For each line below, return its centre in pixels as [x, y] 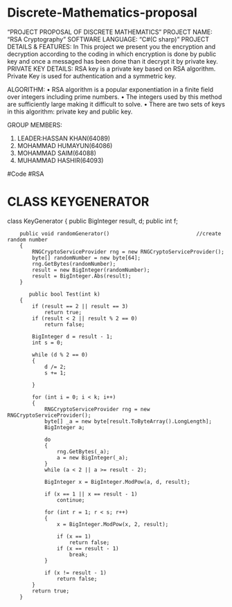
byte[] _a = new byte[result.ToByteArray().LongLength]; [128, 421]
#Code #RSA [26, 174]
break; [79, 554]
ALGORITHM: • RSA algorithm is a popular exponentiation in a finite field [110, 89]
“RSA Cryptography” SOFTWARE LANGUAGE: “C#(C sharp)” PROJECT [108, 39]
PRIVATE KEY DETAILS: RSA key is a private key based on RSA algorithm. [111, 69]
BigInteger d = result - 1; [72, 336]
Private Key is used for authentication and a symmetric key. [92, 76]
